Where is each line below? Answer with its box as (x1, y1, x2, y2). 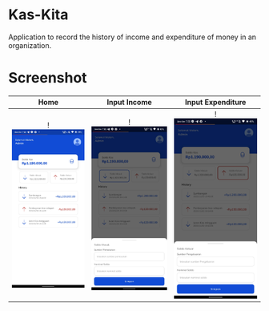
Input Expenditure (185, 98, 247, 107)
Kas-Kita (8, 6, 69, 24)
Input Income (106, 98, 152, 107)
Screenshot (8, 69, 87, 87)
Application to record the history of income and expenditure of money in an (8, 32, 257, 42)
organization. (8, 40, 52, 50)
